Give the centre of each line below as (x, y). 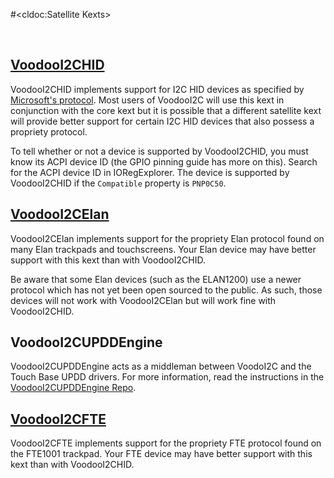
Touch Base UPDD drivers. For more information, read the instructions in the (167, 377)
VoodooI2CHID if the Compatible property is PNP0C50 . (118, 183)
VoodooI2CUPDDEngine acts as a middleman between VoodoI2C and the (161, 366)
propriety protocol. (49, 131)
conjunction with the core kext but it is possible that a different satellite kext (166, 110)
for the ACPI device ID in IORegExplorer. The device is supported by (150, 172)
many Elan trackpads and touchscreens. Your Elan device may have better (163, 249)
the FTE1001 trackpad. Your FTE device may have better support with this (161, 454)
